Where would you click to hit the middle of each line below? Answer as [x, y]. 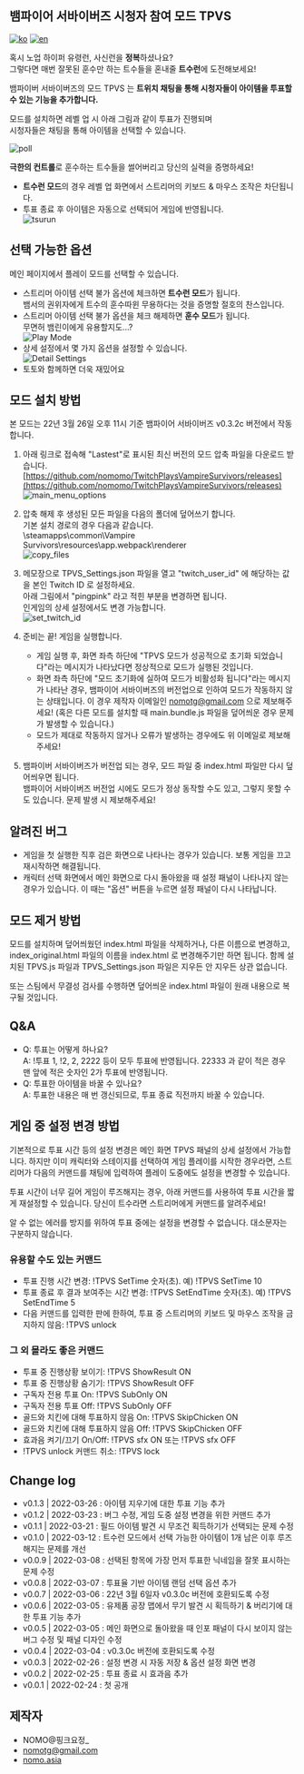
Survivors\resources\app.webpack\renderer [105, 545]
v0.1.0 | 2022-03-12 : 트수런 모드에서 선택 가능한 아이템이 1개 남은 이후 [149, 1538]
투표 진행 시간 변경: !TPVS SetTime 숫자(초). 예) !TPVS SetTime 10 [142, 1281]
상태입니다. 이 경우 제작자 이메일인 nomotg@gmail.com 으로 [153, 701]
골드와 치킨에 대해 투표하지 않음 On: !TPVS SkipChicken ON [130, 1417]
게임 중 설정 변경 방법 [64, 1126]
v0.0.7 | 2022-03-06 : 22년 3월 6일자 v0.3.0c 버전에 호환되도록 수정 [146, 1594]
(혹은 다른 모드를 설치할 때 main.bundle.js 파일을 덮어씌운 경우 [167, 713]
